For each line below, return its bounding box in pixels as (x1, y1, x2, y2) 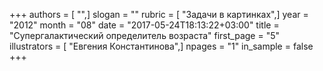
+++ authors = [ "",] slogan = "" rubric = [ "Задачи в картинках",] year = (9, 9, 309, 20)
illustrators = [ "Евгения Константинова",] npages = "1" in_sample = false (9, 40, 314, 52)
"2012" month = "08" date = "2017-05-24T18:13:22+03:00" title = (9, 19, 280, 31)
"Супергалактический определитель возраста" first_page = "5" (9, 30, 280, 41)
